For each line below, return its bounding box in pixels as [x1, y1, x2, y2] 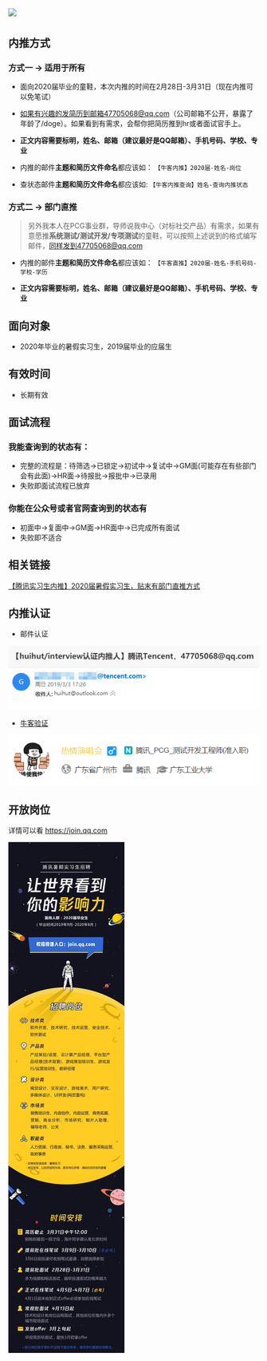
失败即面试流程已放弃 [19, 481, 90, 491]
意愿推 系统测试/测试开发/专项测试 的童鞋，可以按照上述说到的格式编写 [27, 231, 257, 241]
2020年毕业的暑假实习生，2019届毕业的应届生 [19, 342, 173, 351]
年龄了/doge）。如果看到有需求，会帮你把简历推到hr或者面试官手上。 [19, 118, 245, 128]
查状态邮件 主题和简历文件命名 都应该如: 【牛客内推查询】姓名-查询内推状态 [19, 179, 249, 189]
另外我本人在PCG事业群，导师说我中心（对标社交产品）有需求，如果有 [27, 221, 260, 231]
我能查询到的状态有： [8, 441, 90, 453]
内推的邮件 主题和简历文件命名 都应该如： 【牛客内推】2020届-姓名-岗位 [19, 162, 241, 172]
